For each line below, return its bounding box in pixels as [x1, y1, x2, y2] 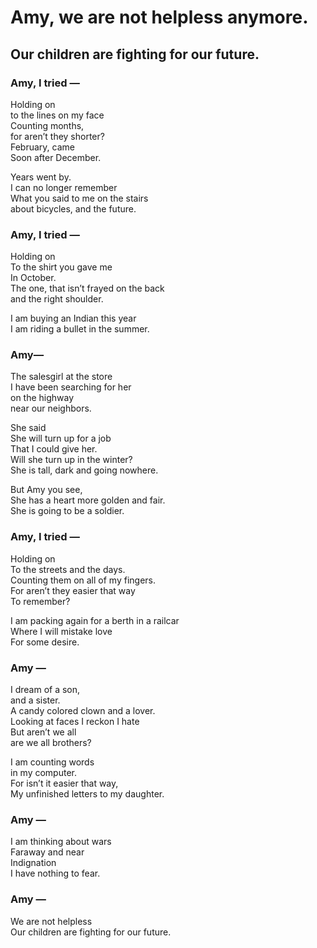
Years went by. [10, 171, 72, 183]
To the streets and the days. [10, 563, 126, 575]
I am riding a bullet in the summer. [10, 323, 150, 335]
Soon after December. [10, 151, 102, 163]
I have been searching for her [10, 381, 132, 393]
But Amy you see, [10, 484, 83, 496]
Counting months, [10, 119, 85, 131]
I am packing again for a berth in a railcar [10, 614, 180, 626]
